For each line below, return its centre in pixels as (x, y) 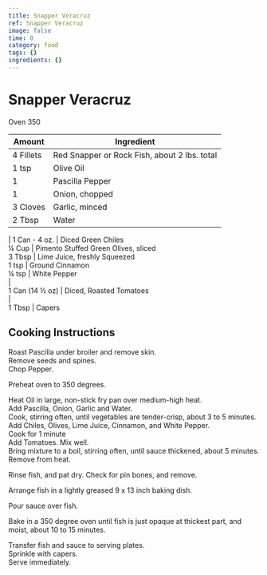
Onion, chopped (83, 194)
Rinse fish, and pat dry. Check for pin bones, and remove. (103, 474)
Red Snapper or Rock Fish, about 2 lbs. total (135, 155)
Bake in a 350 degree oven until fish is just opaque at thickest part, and (125, 521)
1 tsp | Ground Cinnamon (49, 265)
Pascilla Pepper (82, 180)
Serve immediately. (40, 562)
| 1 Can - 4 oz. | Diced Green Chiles (66, 240)
